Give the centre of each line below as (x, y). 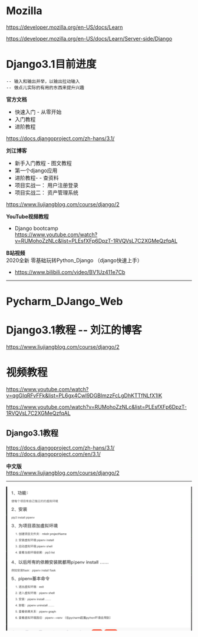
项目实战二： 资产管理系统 (46, 192)
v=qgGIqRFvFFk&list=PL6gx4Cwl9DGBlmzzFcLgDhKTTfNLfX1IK (84, 395)
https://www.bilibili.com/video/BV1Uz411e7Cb (70, 272)
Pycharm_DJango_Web (65, 301)
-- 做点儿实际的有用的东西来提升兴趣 (45, 88)
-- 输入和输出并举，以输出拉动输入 (43, 81)
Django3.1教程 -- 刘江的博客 (74, 330)
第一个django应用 (36, 170)
